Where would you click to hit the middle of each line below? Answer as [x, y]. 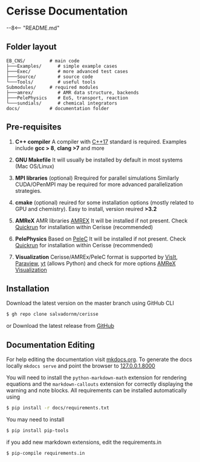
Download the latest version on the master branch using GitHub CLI [90, 303]
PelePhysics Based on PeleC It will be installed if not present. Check [100, 239]
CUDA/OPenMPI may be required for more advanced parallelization [99, 184]
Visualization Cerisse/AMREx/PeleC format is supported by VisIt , [96, 257]
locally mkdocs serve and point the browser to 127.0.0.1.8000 [81, 366]
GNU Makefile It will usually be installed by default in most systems [99, 160]
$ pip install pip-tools [37, 431]
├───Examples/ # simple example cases [62, 66]
